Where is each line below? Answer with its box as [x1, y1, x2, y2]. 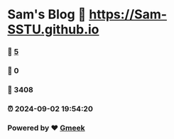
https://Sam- [88, 6, 168, 23]
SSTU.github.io [7, 21, 99, 38]
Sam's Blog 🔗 [7, 6, 87, 23]
